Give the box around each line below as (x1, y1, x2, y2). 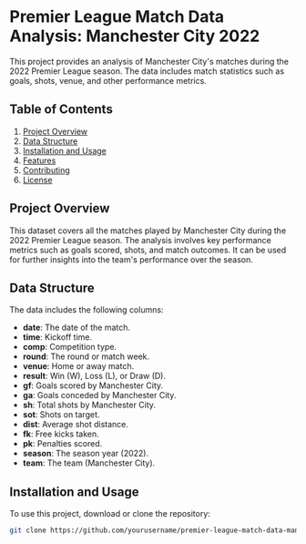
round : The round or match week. (22, 351, 150, 362)
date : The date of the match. (22, 322, 130, 334)
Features (22, 155, 56, 166)
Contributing (22, 164, 70, 175)
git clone (9, 526, 47, 535)
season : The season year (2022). (22, 448, 148, 459)
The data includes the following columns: (9, 304, 164, 315)
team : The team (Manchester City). (22, 457, 156, 468)
